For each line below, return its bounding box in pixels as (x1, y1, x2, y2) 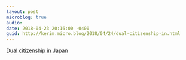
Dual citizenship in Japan (6, 47, 68, 54)
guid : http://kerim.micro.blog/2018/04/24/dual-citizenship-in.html (6, 31, 181, 37)
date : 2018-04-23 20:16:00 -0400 (6, 25, 90, 31)
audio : (6, 20, 23, 26)
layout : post (6, 8, 39, 15)
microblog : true (6, 14, 47, 20)
